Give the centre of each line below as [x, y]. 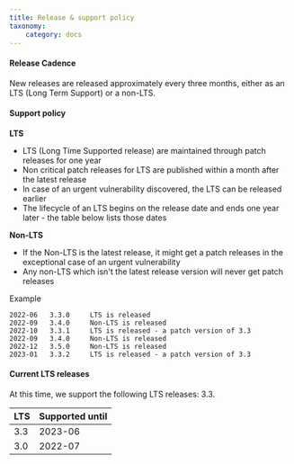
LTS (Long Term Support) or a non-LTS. [82, 93]
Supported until [73, 416]
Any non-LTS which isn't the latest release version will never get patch [152, 272]
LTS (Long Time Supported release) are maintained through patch [144, 150]
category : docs [54, 34]
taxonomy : [28, 26]
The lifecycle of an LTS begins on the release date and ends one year [151, 208]
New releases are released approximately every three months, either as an [147, 83]
